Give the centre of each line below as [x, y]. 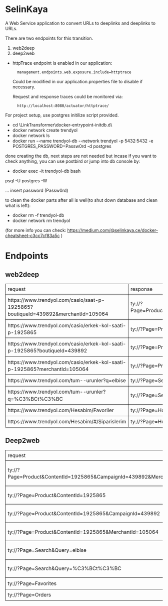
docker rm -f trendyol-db [38, 215]
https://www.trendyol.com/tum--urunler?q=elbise [66, 381]
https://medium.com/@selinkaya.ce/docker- [113, 230]
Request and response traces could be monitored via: [68, 96]
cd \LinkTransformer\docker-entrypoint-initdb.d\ [62, 125]
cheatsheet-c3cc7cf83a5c [32, 235]
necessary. [24, 87]
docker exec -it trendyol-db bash [46, 171]
